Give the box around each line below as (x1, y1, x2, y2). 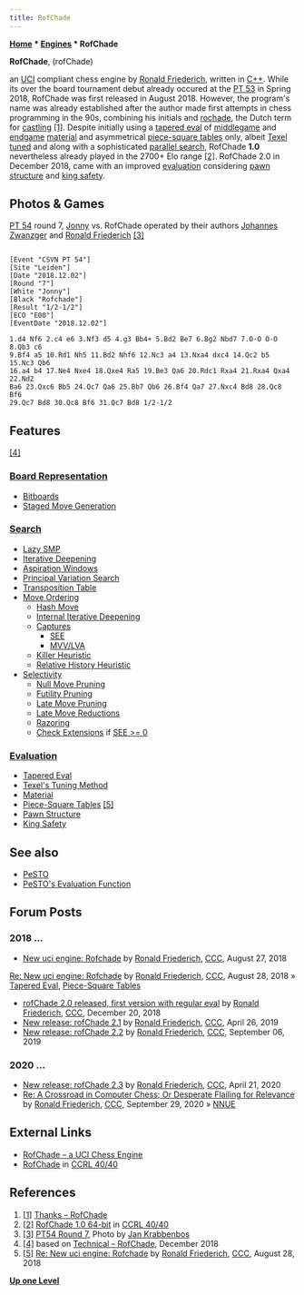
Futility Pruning (35, 687, 93, 699)
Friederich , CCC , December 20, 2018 (22, 1007, 162, 1018)
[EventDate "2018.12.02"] (9, 319, 107, 328)
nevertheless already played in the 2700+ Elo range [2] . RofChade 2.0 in (9, 151, 280, 162)
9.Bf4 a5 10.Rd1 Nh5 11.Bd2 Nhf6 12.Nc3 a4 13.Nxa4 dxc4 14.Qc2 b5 (9, 351, 270, 360)
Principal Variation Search (22, 572, 120, 583)
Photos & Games (9, 196, 105, 212)
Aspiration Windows (22, 562, 98, 573)
